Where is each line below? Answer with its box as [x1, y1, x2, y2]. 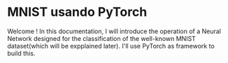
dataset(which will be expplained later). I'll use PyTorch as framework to [7, 42, 215, 50]
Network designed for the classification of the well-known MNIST [7, 34, 196, 42]
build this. [7, 49, 36, 57]
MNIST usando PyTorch [7, 4, 148, 20]
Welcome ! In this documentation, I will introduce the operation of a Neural [7, 27, 222, 35]
